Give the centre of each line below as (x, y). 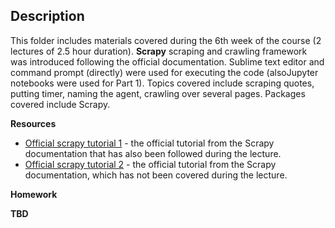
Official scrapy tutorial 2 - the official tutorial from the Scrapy (150, 164)
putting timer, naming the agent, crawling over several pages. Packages (158, 93)
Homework (34, 194)
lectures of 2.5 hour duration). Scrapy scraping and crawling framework (159, 51)
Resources (33, 123)
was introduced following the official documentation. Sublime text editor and (167, 61)
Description (47, 16)
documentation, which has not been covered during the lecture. (156, 175)
